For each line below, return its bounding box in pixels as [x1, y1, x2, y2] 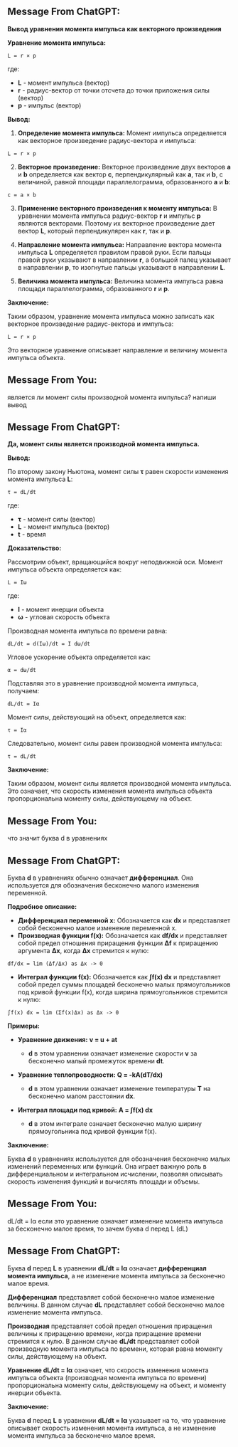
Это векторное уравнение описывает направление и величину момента [7, 345, 227, 354]
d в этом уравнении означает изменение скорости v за [28, 1049, 198, 1058]
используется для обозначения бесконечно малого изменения [7, 881, 200, 890]
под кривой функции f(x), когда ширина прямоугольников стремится [17, 988, 228, 996]
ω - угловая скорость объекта [17, 613, 110, 621]
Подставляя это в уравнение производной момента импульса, [7, 679, 199, 688]
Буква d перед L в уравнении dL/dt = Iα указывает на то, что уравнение [7, 1416, 226, 1424]
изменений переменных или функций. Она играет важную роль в [7, 1162, 207, 1171]
